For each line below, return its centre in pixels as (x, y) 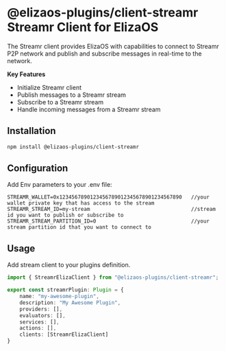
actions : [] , (38, 328)
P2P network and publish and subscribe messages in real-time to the (104, 54)
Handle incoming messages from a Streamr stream (89, 109)
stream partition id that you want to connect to (79, 227)
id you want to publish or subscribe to (66, 215)
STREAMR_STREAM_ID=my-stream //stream (111, 210)
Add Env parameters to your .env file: (60, 185)
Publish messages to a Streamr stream (72, 95)
